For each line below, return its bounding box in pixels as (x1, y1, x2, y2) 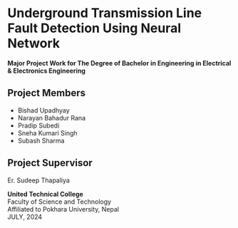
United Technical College (7, 190, 83, 198)
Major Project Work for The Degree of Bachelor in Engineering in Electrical (7, 58, 232, 67)
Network (7, 36, 61, 51)
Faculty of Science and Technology (7, 197, 112, 206)
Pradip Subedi (17, 121, 60, 130)
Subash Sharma (17, 136, 65, 145)
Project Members (7, 87, 86, 99)
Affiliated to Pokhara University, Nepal (7, 204, 120, 213)
